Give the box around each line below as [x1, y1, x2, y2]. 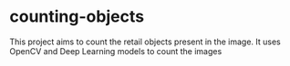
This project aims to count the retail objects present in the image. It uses [9, 36, 281, 47]
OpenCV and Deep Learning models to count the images [9, 45, 223, 56]
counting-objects [9, 6, 144, 27]
